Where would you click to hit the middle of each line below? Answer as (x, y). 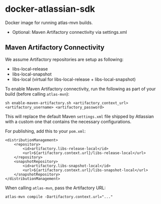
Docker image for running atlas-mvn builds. (49, 23)
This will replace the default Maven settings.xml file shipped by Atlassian (80, 116)
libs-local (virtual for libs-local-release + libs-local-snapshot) (74, 79)
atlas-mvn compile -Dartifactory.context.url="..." (59, 197)
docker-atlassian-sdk (50, 9)
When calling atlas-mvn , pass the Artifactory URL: (55, 188)
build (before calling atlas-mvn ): (37, 94)
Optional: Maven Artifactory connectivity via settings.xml (69, 32)
